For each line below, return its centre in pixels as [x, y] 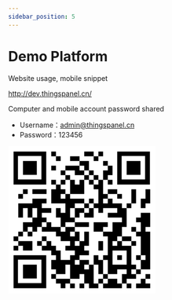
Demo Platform [58, 56]
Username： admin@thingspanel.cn [77, 125]
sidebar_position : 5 [42, 16]
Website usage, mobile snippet [58, 78]
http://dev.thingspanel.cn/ [50, 93]
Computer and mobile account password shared [86, 108]
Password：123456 [51, 134]
